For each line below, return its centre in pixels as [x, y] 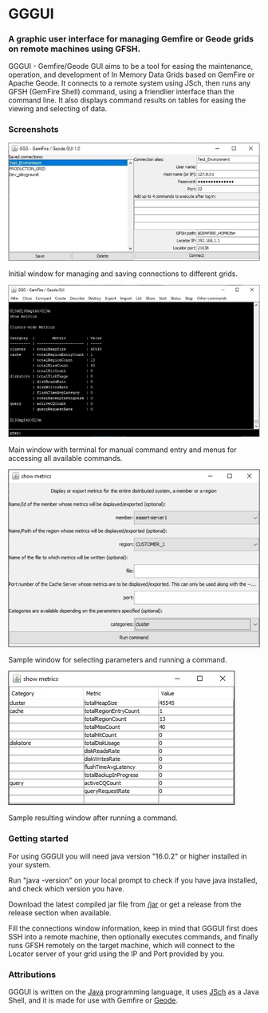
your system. [30, 864]
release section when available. [60, 912]
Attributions [32, 975]
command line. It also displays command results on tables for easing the [127, 100]
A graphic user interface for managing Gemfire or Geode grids [131, 39]
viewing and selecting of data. [58, 109]
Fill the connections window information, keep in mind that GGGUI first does [133, 928]
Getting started [39, 839]
